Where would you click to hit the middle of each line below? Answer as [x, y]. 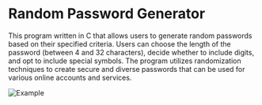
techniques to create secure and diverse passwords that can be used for [127, 69]
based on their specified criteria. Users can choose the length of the [120, 43]
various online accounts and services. [70, 77]
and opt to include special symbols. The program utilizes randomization [125, 61]
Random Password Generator [107, 14]
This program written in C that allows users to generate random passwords [130, 36]
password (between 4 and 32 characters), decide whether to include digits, [131, 52]
